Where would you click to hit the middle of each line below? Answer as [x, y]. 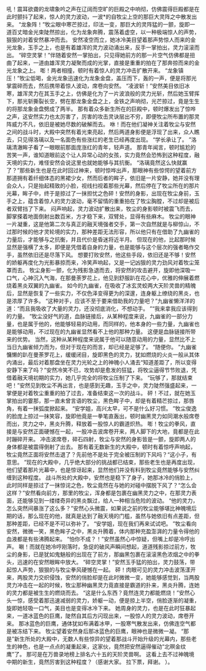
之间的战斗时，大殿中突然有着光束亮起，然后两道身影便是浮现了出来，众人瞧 [103, 132]
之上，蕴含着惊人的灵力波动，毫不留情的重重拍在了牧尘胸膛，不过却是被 [103, 201]
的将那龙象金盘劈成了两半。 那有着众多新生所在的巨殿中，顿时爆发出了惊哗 [101, 109]
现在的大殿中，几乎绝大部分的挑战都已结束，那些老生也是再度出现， [113, 462]
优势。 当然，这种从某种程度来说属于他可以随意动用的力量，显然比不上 [106, 339]
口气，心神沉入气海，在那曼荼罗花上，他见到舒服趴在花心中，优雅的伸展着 [100, 278]
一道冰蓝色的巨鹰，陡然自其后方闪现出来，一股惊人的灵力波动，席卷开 [105, 616]
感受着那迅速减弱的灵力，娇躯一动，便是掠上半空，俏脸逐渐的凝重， [113, 600]
